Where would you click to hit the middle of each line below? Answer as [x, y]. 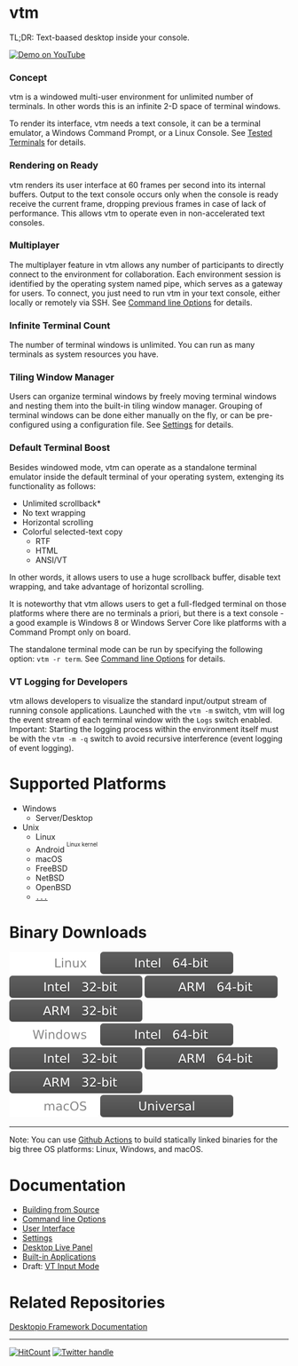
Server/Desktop [64, 817]
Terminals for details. [47, 142]
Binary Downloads [78, 932]
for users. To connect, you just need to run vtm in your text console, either [145, 293]
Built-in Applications [59, 1257]
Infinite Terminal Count [60, 325]
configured [29, 425]
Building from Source [61, 1210]
